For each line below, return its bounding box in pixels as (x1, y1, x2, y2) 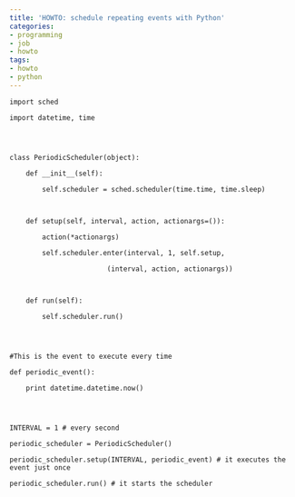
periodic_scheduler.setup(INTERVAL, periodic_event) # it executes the (9, 455, 286, 464)
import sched (9, 97, 59, 106)
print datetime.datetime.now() (25, 383, 144, 393)
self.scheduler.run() (42, 312, 124, 321)
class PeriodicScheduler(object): (9, 153, 141, 162)
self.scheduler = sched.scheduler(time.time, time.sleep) (42, 184, 266, 194)
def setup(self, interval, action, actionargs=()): (25, 216, 225, 225)
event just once (9, 462, 71, 472)
